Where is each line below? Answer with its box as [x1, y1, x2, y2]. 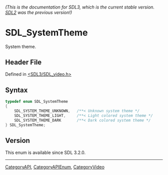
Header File [5, 58, 42, 66]
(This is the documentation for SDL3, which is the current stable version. [5, 4, 155, 10]
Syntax [5, 86, 28, 94]
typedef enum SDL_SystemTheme [5, 99, 68, 104]
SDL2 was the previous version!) [5, 9, 72, 15]
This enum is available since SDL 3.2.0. [5, 149, 86, 155]
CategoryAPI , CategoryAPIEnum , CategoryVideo [5, 164, 105, 170]
